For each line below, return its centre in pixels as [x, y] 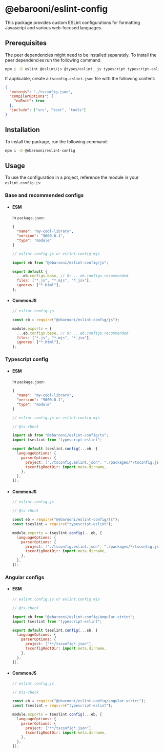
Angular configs [25, 577]
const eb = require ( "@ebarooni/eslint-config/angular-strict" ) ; [79, 701]
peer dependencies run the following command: [53, 60]
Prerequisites [26, 43]
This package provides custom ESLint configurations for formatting [72, 22]
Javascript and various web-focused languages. [54, 27]
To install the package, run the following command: [57, 141]
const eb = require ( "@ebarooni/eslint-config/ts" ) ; [66, 520]
